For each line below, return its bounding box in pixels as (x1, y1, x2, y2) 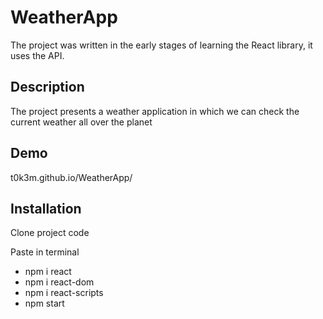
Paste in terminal (10, 246, 80, 258)
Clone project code (10, 227, 90, 239)
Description (10, 79, 85, 96)
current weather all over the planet (10, 116, 153, 128)
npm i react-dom (24, 276, 95, 288)
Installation (10, 200, 82, 217)
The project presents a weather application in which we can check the (10, 105, 300, 117)
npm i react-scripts (24, 287, 104, 299)
